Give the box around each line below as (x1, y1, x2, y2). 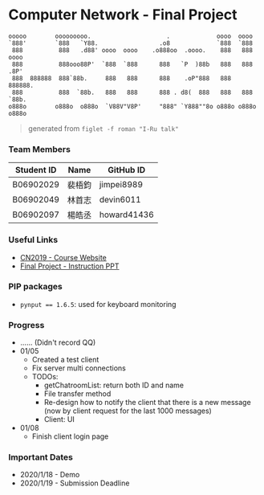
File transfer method (43, 389, 112, 399)
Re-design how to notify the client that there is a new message (43, 398, 251, 407)
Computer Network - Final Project (8, 6, 238, 24)
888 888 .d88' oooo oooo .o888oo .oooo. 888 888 (11, 46, 253, 54)
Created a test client (31, 355, 100, 365)
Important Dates (8, 452, 74, 463)
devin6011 (99, 194, 142, 206)
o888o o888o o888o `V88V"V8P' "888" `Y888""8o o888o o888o (8, 102, 257, 110)
